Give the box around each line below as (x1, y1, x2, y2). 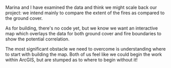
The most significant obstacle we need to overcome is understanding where (5, 46, 166, 52)
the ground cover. (5, 15, 43, 21)
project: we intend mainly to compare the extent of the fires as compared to (5, 10, 165, 16)
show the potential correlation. (5, 36, 70, 42)
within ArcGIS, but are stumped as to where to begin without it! (5, 57, 138, 63)
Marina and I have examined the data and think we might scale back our (5, 5, 157, 10)
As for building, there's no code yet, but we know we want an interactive (5, 25, 158, 31)
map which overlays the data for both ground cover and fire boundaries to (5, 31, 162, 36)
